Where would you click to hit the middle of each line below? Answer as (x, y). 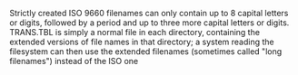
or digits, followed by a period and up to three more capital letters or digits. (149, 23)
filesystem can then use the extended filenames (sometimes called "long (146, 52)
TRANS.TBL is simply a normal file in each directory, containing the (135, 32)
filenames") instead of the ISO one (74, 61)
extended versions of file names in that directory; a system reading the (142, 42)
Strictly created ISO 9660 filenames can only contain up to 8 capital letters (149, 13)
